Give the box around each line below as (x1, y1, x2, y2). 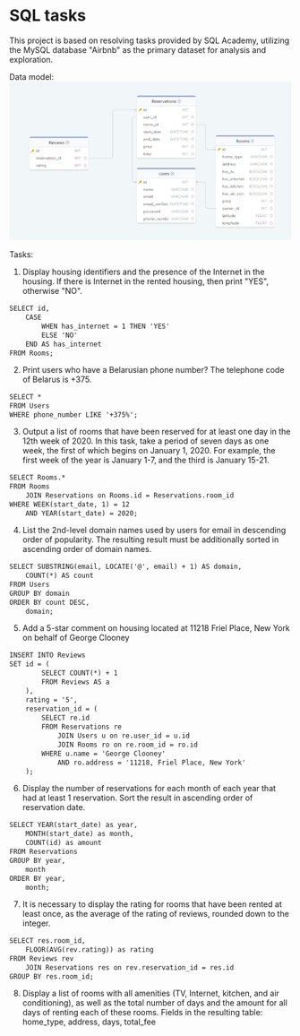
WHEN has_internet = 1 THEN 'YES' (41, 322, 170, 332)
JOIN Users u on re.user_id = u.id (56, 731, 191, 740)
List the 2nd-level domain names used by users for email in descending (21, 525, 287, 536)
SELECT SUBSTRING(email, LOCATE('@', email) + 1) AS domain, (9, 562, 243, 572)
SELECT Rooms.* (9, 473, 66, 482)
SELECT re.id (41, 713, 90, 722)
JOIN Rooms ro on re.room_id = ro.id (56, 740, 199, 749)
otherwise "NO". (21, 286, 83, 297)
